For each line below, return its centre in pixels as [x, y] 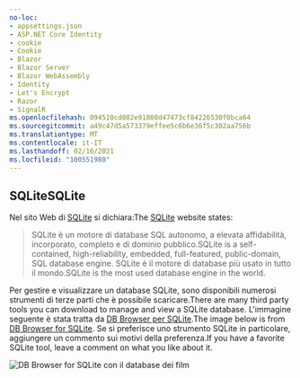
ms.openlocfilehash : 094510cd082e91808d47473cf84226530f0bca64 [130, 118]
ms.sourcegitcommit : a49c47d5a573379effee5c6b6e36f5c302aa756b [130, 127]
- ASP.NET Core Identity [56, 34]
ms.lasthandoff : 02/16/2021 [62, 151]
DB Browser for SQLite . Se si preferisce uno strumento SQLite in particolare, [150, 329]
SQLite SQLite [48, 195]
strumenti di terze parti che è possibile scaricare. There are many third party [149, 300]
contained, [51, 254]
